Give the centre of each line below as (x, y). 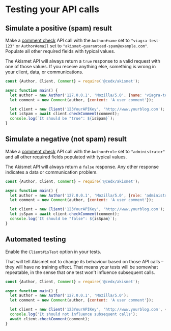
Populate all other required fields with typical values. (60, 51)
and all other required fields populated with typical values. (66, 157)
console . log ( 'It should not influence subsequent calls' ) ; (74, 314)
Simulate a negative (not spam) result (66, 139)
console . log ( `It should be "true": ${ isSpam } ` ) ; (62, 119)
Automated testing (36, 240)
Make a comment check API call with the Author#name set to (67, 40)
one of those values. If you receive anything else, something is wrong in (81, 66)
